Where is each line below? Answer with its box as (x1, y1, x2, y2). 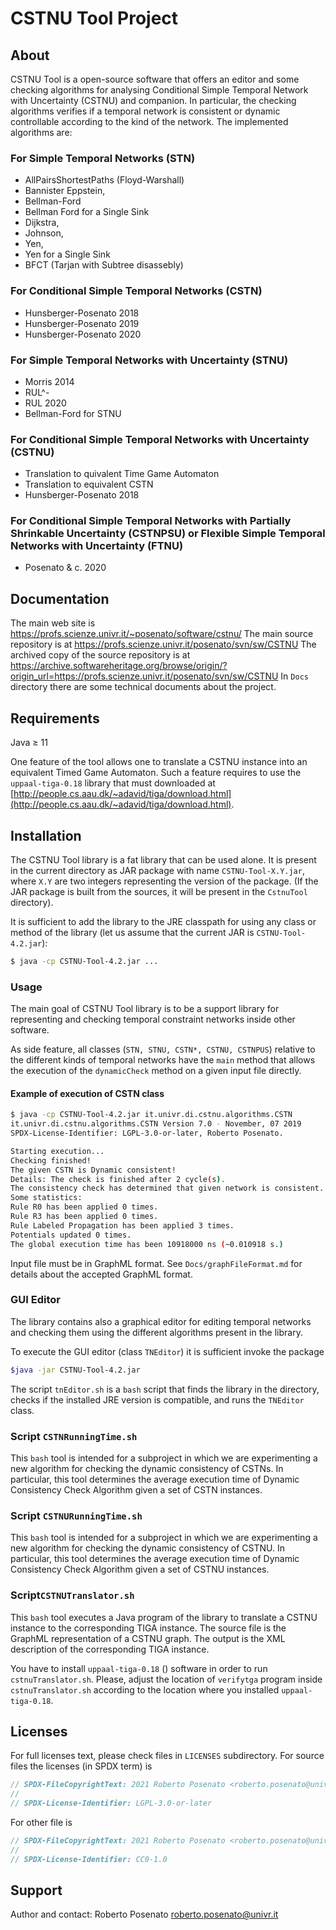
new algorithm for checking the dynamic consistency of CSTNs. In (10, 1463, 284, 1475)
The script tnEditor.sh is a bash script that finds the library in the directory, (10, 1383, 320, 1395)
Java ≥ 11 (10, 737, 48, 749)
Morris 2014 (24, 375, 75, 387)
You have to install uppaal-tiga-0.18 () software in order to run (10, 1662, 268, 1674)
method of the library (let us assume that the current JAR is (10, 926, 255, 938)
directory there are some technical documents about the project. (10, 681, 277, 693)
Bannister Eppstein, (24, 185, 106, 197)
